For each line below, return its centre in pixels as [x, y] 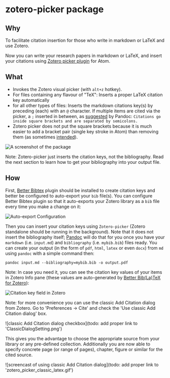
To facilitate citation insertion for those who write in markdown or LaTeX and [85, 40]
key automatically [31, 100]
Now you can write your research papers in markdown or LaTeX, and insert [84, 55]
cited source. [19, 355]
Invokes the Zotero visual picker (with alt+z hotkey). [67, 89]
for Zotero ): [17, 283]
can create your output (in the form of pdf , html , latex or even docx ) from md [84, 248]
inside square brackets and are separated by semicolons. [75, 121]
